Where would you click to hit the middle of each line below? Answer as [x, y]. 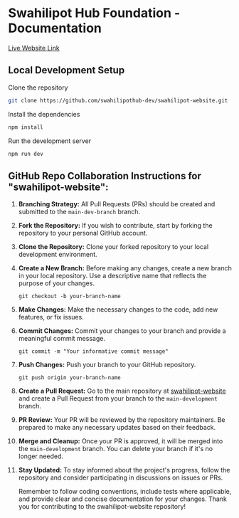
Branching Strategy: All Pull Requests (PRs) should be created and [117, 204]
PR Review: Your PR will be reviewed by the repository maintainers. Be [122, 420]
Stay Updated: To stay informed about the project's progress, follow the [124, 470]
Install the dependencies [44, 114]
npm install [26, 127]
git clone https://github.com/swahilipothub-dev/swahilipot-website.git [118, 100]
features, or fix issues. [51, 317]
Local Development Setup [67, 70]
